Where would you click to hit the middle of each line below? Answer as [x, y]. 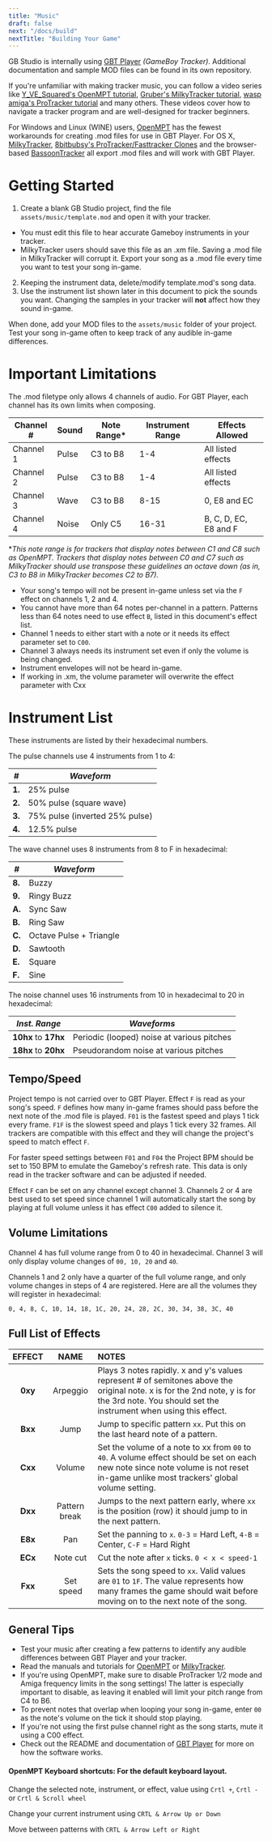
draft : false [30, 23]
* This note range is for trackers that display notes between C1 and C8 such [134, 549]
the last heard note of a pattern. [157, 1434]
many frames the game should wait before [178, 1591]
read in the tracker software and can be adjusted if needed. [108, 1175]
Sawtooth [47, 949]
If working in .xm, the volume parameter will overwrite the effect [127, 676]
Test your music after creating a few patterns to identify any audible [133, 1649]
